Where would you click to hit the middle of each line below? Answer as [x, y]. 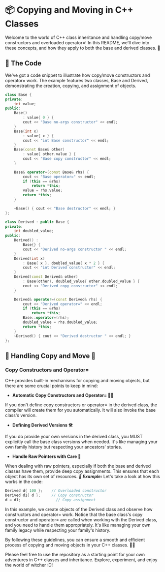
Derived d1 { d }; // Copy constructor [49, 495]
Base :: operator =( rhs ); [46, 318]
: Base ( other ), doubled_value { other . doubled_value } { [81, 281]
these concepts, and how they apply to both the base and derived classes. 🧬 [83, 48]
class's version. [21, 415]
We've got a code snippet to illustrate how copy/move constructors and [78, 75]
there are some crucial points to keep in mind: [51, 386]
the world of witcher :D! [29, 565]
